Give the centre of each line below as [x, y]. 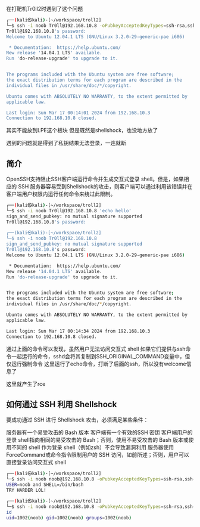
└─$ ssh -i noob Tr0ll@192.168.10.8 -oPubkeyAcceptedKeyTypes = [86, 26]
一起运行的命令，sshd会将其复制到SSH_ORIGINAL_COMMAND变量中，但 [101, 356]
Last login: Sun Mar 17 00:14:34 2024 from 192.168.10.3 [78, 331]
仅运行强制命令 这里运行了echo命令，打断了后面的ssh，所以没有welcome [96, 364]
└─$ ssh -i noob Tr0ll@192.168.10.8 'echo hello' [69, 210]
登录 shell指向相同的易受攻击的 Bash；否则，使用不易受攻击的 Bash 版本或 [97, 440]
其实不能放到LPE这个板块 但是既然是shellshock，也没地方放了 [82, 131]
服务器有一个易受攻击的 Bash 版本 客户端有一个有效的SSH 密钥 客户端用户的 [99, 433]
